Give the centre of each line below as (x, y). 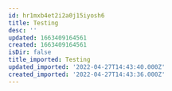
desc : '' (23, 30)
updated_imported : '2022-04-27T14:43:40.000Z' (87, 67)
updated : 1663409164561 (48, 38)
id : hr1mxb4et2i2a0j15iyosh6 (57, 15)
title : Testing (33, 23)
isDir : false (30, 52)
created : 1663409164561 (48, 45)
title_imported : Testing (49, 60)
